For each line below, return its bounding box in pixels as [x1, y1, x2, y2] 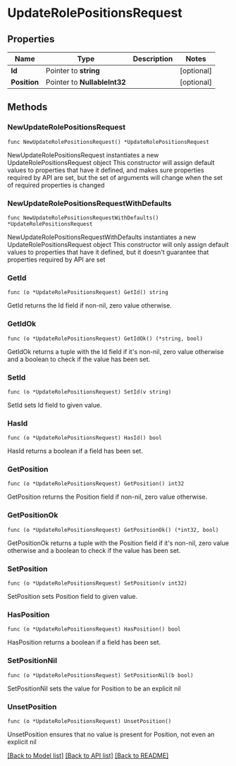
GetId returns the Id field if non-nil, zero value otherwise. [7, 301, 173, 310]
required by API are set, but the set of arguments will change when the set [7, 173, 223, 181]
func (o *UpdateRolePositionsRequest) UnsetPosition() [7, 717, 172, 724]
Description [132, 54, 173, 63]
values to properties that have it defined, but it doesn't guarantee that [7, 248, 209, 256]
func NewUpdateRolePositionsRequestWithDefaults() [7, 214, 159, 221]
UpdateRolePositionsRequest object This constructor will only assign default [7, 240, 229, 248]
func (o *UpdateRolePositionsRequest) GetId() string [7, 289, 169, 296]
